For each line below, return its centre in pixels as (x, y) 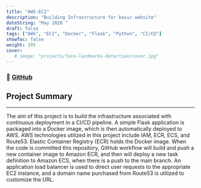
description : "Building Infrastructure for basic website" (81, 17)
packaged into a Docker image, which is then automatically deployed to (94, 129)
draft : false (22, 28)
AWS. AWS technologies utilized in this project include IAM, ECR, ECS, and (98, 135)
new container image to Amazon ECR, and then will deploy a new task (92, 154)
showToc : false (25, 39)
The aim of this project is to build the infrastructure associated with (89, 116)
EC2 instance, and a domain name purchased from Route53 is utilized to (95, 173)
